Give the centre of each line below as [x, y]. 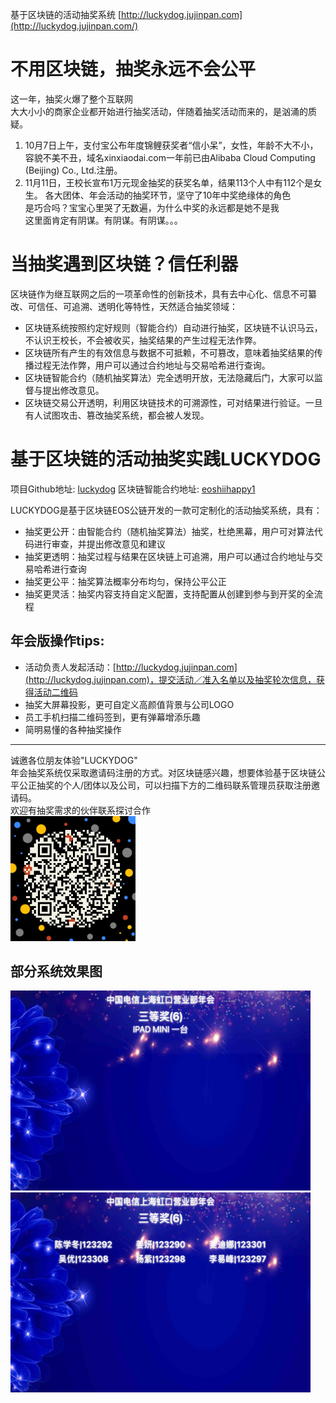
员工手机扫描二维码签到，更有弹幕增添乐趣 [112, 717]
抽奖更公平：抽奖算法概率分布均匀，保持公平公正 [125, 581]
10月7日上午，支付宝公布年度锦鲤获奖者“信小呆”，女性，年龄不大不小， [171, 145]
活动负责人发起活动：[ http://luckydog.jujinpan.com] [131, 667]
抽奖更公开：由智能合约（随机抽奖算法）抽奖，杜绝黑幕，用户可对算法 [169, 531]
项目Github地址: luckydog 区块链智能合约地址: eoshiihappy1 [133, 489]
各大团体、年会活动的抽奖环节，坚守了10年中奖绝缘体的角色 [168, 195]
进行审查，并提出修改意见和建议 [99, 544]
